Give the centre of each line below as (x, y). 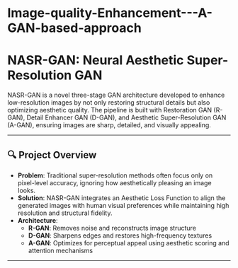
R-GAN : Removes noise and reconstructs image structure (112, 228)
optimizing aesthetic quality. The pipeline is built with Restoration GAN (110, 110)
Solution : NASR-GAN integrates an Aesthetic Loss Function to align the (121, 198)
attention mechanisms (61, 250)
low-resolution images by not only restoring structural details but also (109, 103)
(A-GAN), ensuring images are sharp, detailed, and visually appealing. (109, 125)
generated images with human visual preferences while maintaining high (123, 205)
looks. (27, 190)
